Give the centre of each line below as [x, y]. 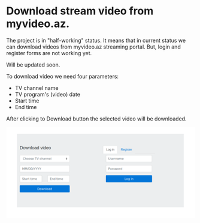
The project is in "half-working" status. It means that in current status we [96, 40]
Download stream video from [80, 11]
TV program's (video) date [48, 94]
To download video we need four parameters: [62, 76]
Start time [27, 101]
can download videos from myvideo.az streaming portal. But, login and [93, 47]
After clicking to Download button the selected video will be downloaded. [96, 119]
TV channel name [37, 88]
